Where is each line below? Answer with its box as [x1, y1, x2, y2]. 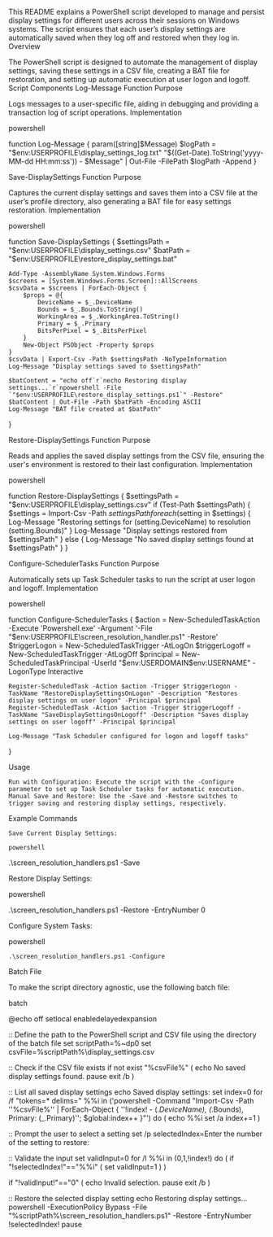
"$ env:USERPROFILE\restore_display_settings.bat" [8, 254, 177, 264]
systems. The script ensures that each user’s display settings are [8, 24, 226, 33]
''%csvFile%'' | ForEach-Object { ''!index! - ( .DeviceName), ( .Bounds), [8, 1104, 244, 1114]
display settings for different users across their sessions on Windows [8, 15, 240, 25]
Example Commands [8, 814, 78, 823]
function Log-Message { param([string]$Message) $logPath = [8, 139, 217, 149]
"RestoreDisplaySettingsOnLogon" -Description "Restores [41, 689, 238, 697]
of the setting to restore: [8, 1138, 89, 1147]
